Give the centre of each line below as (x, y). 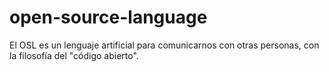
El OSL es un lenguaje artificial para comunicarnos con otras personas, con (164, 45)
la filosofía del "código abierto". (74, 55)
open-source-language (108, 17)
